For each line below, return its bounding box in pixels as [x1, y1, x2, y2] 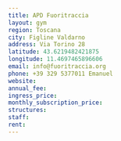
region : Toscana [8, 26, 61, 34]
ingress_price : [8, 92, 58, 99]
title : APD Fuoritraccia [8, 11, 89, 20]
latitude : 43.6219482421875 [8, 48, 100, 56]
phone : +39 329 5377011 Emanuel [8, 70, 113, 78]
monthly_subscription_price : [8, 99, 103, 107]
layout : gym [8, 19, 47, 27]
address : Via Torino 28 [8, 41, 86, 49]
